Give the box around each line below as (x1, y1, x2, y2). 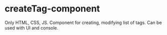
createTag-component (4, 3, 100, 14)
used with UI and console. (4, 24, 58, 30)
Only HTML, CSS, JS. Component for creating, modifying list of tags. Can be (4, 19, 162, 25)
